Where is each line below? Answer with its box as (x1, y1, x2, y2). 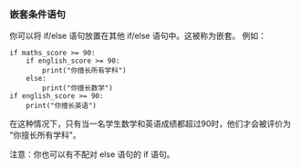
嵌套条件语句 (9, 7, 67, 20)
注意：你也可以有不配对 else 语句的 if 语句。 (9, 149, 175, 160)
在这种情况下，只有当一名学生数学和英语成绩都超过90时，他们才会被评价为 (9, 118, 292, 129)
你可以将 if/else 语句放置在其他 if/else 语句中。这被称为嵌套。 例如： (9, 30, 267, 42)
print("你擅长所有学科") (42, 66, 127, 75)
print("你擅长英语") (26, 102, 98, 111)
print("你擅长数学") (42, 84, 114, 93)
